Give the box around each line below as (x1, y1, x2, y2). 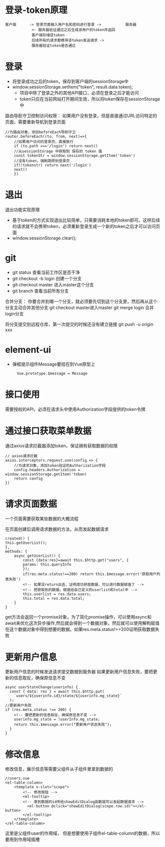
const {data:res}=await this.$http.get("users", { (23, 557, 129, 563)
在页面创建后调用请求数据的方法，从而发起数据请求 (5, 526, 109, 532)
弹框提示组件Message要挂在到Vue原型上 (12, 361, 96, 367)
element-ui (5, 344, 51, 355)
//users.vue (5, 776, 30, 781)
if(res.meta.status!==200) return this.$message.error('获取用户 (23, 572, 157, 577)
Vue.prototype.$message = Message (17, 371, 88, 376)
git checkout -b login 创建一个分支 (12, 275, 82, 281)
